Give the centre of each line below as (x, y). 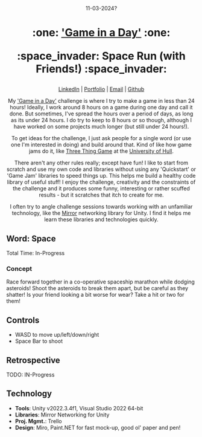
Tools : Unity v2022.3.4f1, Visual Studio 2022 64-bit (79, 408)
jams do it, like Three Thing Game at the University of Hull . (101, 151)
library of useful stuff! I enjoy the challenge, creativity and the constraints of (101, 182)
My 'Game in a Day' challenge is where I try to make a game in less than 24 (101, 101)
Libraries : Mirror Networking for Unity (62, 415)
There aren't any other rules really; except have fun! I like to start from (101, 163)
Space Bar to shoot (39, 341)
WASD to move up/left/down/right (57, 335)
